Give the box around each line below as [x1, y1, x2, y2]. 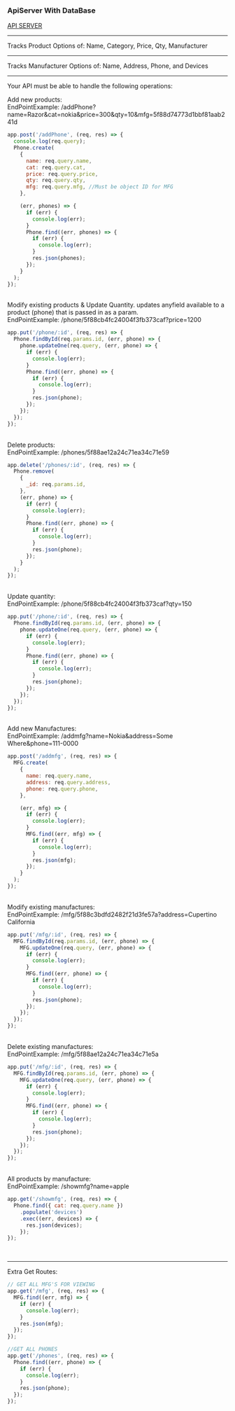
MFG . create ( [13, 759, 49, 767]
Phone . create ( [13, 144, 55, 152]
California [7, 917, 36, 926]
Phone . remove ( [13, 468, 55, 475]
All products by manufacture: [7, 1175, 91, 1183]
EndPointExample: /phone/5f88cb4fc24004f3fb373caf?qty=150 [7, 599, 192, 608]
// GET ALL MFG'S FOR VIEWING [7, 1281, 96, 1288]
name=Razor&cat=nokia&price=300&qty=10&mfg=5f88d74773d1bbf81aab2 [7, 111, 225, 119]
